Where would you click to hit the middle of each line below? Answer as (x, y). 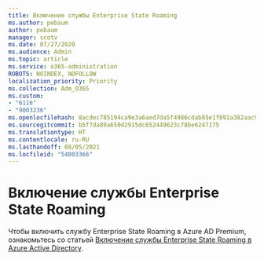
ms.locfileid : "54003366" (50, 154)
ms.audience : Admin (40, 52)
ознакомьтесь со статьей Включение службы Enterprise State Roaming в (130, 240)
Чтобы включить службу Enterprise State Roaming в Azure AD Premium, (127, 232)
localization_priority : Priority (63, 81)
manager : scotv (33, 37)
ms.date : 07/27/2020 (42, 45)
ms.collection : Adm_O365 (49, 88)
